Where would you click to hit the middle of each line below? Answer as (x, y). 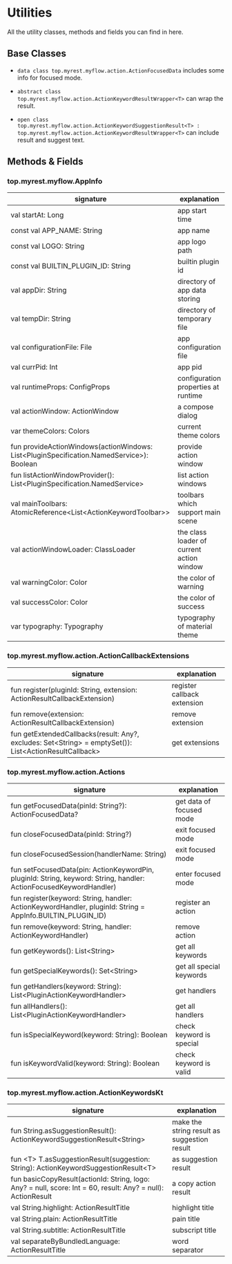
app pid (190, 367)
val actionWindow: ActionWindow (65, 411)
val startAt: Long (37, 215)
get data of (193, 801)
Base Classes (37, 54)
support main (199, 512)
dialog (187, 416)
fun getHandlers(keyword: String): (66, 987)
